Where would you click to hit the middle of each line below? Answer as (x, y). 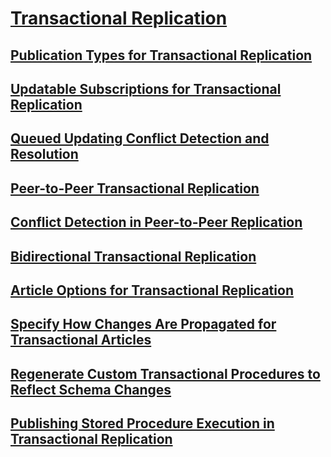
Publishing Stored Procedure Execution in (142, 423)
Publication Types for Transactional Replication (161, 55)
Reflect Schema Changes (91, 389)
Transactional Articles (81, 340)
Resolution (44, 154)
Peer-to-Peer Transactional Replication (135, 188)
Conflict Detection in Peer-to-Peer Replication (156, 222)
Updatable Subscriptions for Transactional (146, 88)
